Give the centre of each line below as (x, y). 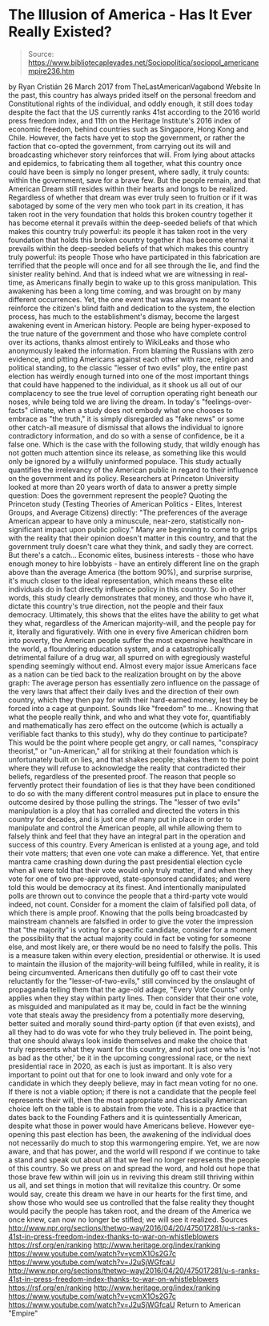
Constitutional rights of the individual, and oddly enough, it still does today (131, 103)
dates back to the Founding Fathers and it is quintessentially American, (125, 1117)
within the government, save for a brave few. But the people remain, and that (134, 180)
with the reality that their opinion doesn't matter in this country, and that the (133, 538)
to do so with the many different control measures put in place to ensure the (134, 793)
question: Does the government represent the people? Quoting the (118, 495)
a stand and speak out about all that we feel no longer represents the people (134, 1159)
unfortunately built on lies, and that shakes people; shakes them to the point (133, 759)
